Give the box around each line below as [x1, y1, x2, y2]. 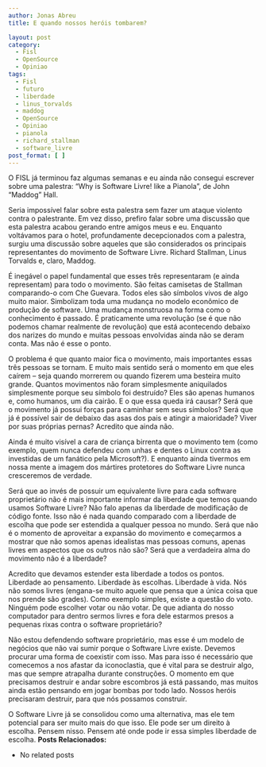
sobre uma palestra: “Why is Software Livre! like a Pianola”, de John [8, 182, 230, 191]
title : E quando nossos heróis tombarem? [8, 19, 148, 27]
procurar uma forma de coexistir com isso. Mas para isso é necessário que [8, 652, 253, 661]
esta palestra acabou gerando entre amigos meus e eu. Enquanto [8, 222, 222, 232]
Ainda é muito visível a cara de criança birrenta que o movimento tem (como [8, 437, 258, 447]
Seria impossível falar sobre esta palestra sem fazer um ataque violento [8, 206, 243, 215]
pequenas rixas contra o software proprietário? [8, 620, 163, 630]
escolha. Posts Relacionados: [8, 735, 107, 745]
